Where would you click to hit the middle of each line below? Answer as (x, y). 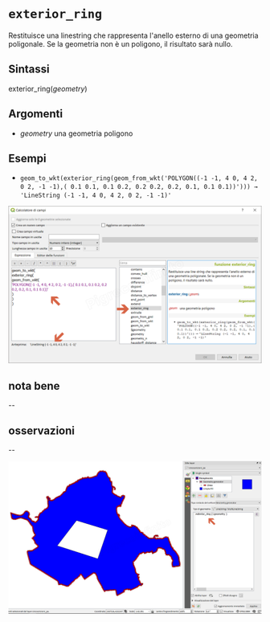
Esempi (27, 158)
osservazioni (41, 430)
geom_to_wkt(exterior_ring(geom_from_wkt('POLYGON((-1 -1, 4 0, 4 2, (139, 178)
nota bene (34, 386)
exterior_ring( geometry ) (48, 88)
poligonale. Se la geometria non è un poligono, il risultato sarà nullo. (121, 43)
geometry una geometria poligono (76, 133)
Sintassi (29, 70)
